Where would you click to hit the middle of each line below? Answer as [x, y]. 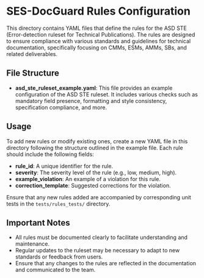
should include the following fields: [50, 154]
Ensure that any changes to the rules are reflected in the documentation [106, 263]
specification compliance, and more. [61, 107]
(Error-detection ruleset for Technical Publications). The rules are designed [101, 34]
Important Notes [38, 223]
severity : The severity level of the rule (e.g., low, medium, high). [96, 173]
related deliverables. [32, 54]
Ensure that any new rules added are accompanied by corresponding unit [99, 197]
